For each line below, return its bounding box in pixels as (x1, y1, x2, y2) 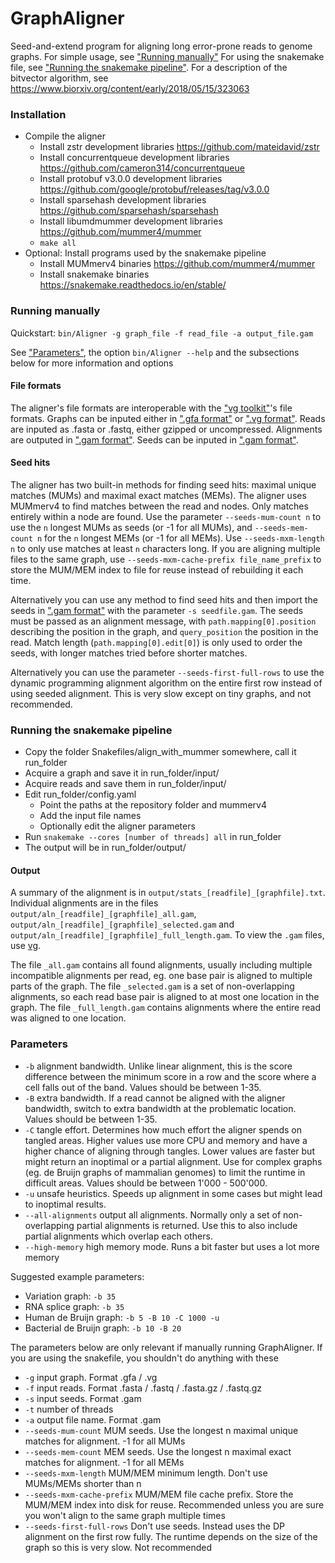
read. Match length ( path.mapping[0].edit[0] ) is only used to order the (10, 636, 303, 648)
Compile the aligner (24, 130, 107, 142)
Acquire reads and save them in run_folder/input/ (24, 778, 227, 790)
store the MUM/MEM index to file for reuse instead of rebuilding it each (10, 563, 304, 576)
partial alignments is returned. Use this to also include (76, 1219, 298, 1231)
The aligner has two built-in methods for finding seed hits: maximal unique (10, 478, 317, 491)
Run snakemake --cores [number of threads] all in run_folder (24, 831, 282, 843)
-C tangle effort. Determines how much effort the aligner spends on (24, 1123, 303, 1136)
